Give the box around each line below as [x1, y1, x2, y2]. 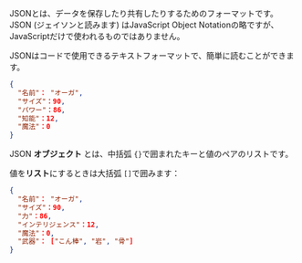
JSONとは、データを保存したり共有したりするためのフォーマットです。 [9, 8, 278, 18]
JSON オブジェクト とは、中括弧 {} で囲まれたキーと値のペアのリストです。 [9, 149, 294, 160]
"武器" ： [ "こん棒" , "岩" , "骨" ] [17, 237, 134, 247]
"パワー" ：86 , [17, 105, 66, 114]
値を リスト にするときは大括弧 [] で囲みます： [9, 168, 181, 179]
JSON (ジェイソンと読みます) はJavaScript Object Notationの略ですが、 [9, 19, 279, 30]
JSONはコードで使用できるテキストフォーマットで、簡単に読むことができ [9, 50, 286, 61]
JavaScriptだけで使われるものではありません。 [9, 31, 185, 41]
